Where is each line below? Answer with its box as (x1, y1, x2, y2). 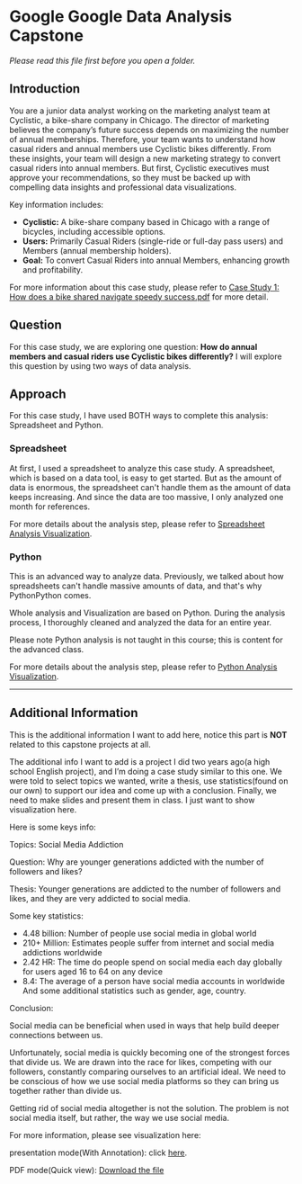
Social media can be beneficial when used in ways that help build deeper (9, 1019, 280, 1031)
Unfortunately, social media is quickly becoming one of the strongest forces (9, 1046, 290, 1058)
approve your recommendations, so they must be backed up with (9, 172, 251, 183)
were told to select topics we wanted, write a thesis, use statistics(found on (9, 776, 289, 786)
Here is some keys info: (9, 821, 96, 832)
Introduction (9, 81, 81, 96)
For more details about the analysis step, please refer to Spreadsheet (9, 518, 265, 529)
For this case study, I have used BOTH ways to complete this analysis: (9, 410, 269, 421)
